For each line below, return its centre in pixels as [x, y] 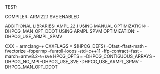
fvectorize [16, 51]
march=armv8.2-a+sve [29, 56]
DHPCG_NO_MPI [22, 62]
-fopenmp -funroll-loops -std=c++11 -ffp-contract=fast [83, 51]
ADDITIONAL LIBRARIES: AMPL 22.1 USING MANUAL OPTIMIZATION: [76, 26]
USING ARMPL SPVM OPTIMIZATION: [97, 31]
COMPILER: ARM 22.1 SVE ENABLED [42, 16]
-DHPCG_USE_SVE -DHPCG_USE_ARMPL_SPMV [90, 62]
